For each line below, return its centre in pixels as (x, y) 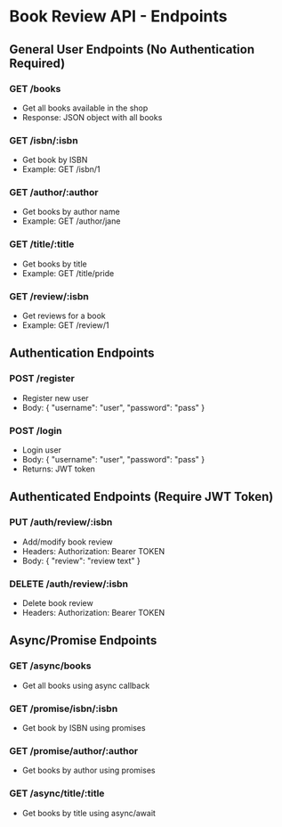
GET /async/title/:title (57, 793)
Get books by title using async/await (89, 813)
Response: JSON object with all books (92, 117)
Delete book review (57, 603)
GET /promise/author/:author (74, 750)
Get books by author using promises (89, 770)
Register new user (55, 397)
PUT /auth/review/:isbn (61, 522)
